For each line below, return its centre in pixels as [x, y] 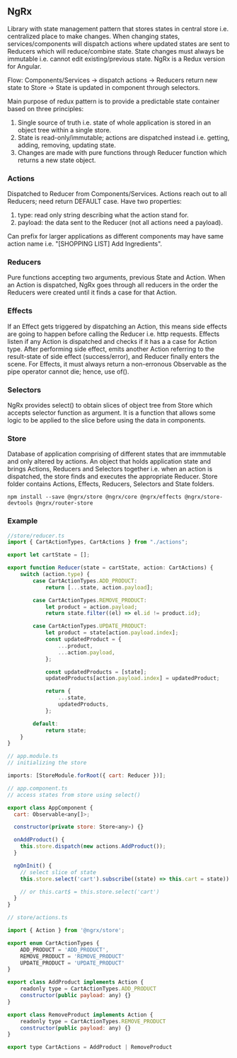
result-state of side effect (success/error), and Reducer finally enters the [113, 356]
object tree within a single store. [64, 130]
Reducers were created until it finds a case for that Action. [92, 292]
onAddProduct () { [39, 840]
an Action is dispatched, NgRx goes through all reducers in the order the [113, 285]
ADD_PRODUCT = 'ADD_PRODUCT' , [65, 950]
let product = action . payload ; [91, 607]
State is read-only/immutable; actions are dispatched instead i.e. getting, [123, 137]
